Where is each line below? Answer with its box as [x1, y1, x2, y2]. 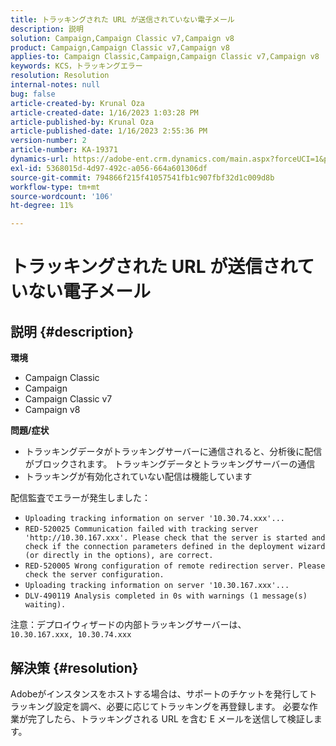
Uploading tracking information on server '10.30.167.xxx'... [24, 581, 290, 591]
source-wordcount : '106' [10, 191, 114, 201]
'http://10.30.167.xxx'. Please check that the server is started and [24, 533, 326, 543]
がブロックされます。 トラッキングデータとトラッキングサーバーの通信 [24, 458, 316, 470]
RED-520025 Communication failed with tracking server [24, 524, 259, 535]
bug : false [10, 89, 56, 99]
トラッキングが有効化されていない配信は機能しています [24, 471, 253, 483]
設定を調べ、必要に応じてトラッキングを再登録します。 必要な [53, 700, 310, 712]
